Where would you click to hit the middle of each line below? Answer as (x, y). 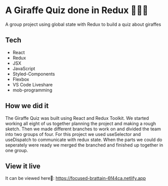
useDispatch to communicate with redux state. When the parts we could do (84, 139)
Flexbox (21, 79)
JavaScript (24, 68)
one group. (17, 150)
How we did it (27, 106)
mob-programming (32, 90)
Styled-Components (34, 74)
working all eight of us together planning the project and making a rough (80, 123)
